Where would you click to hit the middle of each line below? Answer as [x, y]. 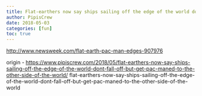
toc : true [19, 34]
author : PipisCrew [29, 17]
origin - [15, 63]
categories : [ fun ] [29, 28]
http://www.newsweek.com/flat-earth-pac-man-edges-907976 [85, 51]
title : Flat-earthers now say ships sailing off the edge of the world [98, 12]
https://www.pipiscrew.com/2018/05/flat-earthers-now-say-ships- [108, 63]
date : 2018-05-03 [28, 23]
